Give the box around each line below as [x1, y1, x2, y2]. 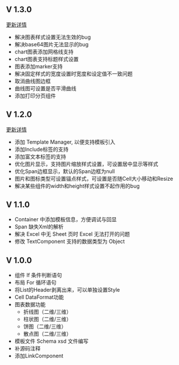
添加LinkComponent [14, 352, 64, 360]
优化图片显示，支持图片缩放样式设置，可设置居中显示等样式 [14, 160, 159, 167]
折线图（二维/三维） [23, 308, 72, 316]
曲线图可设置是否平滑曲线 [14, 85, 77, 92]
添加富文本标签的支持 [14, 153, 66, 160]
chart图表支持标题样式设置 [14, 55, 79, 62]
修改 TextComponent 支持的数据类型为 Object [14, 238, 125, 245]
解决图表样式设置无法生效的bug [14, 33, 91, 40]
